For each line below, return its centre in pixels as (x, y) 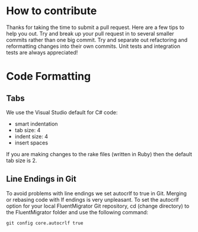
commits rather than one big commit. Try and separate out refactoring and (97, 40)
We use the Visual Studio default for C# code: (62, 112)
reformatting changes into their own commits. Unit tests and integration (93, 46)
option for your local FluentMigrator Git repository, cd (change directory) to (98, 206)
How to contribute (52, 11)
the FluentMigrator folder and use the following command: (77, 212)
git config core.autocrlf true (45, 223)
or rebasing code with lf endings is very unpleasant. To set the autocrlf (92, 199)
